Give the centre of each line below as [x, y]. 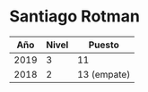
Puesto [104, 45]
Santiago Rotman [75, 17]
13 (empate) [104, 74]
